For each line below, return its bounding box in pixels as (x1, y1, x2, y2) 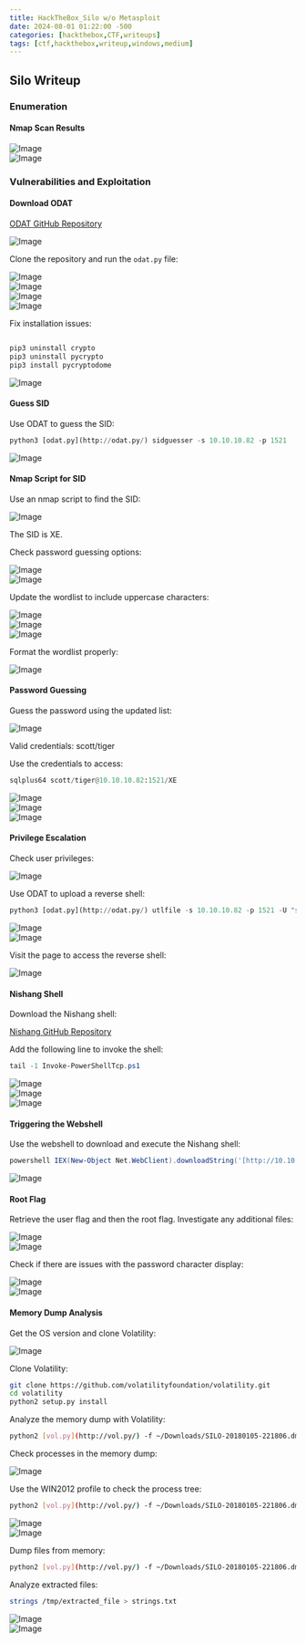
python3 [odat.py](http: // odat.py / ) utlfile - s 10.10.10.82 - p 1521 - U (9, 906, 287, 915)
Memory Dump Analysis (9, 1306, 103, 1318)
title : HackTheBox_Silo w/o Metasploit (9, 13, 161, 23)
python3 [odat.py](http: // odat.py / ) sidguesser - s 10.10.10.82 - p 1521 (9, 435, 287, 445)
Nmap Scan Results (9, 122, 86, 133)
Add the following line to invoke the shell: (9, 1044, 164, 1055)
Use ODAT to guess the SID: (9, 418, 116, 429)
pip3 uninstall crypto (9, 343, 96, 352)
